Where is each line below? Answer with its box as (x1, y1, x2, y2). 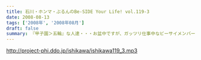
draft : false (6, 25, 39, 31)
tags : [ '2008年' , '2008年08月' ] (6, 20, 85, 26)
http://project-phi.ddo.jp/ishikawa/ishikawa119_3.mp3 (6, 47, 138, 54)
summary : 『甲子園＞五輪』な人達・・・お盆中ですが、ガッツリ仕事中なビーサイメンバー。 (6, 31, 200, 37)
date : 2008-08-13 (6, 14, 50, 20)
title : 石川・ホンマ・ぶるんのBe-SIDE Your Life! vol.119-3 (6, 8, 150, 15)
